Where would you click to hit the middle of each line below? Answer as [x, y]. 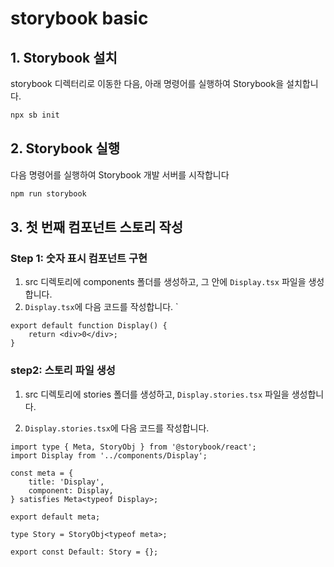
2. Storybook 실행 [65, 148]
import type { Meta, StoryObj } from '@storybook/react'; [133, 447]
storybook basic [79, 18]
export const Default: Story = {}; [84, 552]
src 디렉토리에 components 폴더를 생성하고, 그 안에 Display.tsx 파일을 [165, 282]
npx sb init [35, 115]
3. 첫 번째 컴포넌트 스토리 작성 [97, 227]
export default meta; [55, 517]
